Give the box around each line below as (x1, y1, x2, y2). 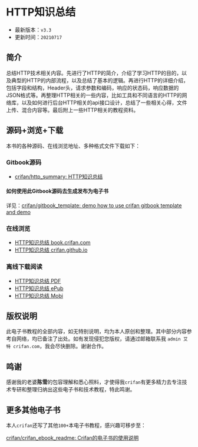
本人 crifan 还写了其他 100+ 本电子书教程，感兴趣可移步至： (6, 422, 146, 429)
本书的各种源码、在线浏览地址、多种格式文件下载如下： (6, 142, 140, 149)
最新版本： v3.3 (14, 26, 52, 33)
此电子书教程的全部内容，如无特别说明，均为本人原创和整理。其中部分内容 (6, 328, 187, 335)
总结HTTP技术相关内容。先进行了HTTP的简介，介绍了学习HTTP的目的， (6, 69, 182, 76)
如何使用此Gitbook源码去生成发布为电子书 (6, 188, 109, 195)
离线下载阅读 (6, 263, 43, 271)
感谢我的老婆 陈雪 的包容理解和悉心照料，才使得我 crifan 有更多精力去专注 (6, 378, 182, 385)
